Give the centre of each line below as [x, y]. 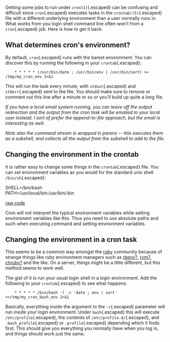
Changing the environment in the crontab [72, 154]
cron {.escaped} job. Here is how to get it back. [54, 29]
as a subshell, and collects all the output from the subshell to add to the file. [85, 138]
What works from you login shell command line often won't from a [74, 23]
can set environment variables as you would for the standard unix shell [79, 172]
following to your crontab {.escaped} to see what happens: [66, 283]
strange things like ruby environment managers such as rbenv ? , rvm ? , [78, 257]
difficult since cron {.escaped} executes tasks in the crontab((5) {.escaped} [84, 13]
